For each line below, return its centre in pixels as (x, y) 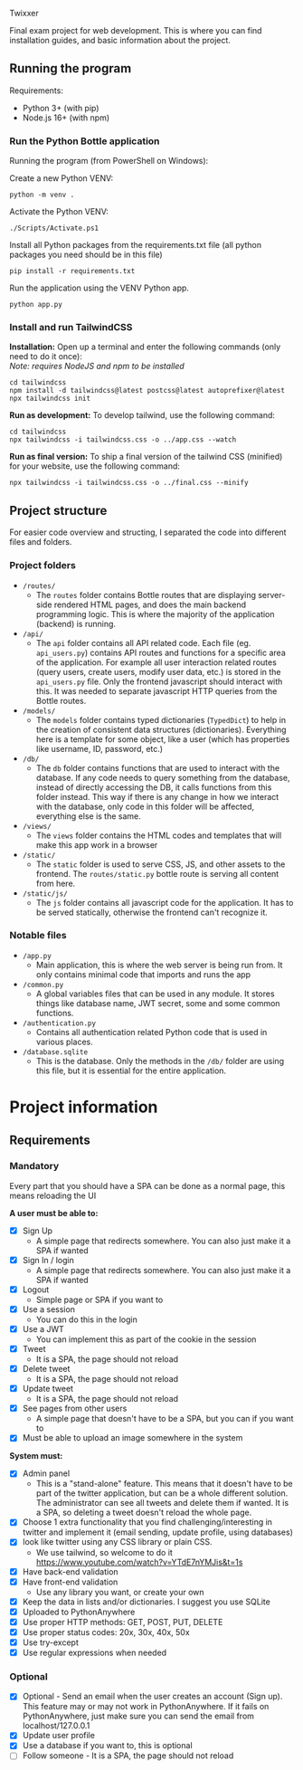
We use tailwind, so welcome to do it (104, 1552)
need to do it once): (46, 357)
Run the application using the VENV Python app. (99, 288)
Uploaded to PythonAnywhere (79, 1612)
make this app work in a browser (97, 844)
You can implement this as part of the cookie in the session (146, 1339)
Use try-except (50, 1642)
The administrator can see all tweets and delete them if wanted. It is (162, 1503)
